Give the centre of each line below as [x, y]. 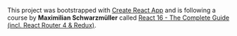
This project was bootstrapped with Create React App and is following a [112, 10]
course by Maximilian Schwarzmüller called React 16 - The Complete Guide [119, 18]
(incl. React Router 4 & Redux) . [52, 25]
